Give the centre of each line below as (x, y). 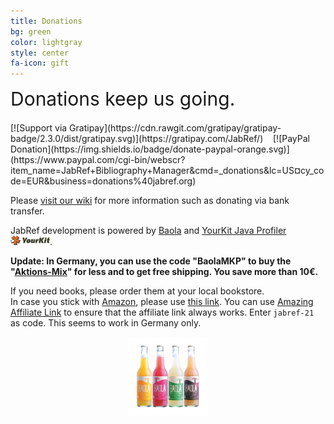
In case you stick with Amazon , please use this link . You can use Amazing (162, 302)
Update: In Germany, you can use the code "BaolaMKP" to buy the (151, 261)
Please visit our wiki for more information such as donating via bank (150, 201)
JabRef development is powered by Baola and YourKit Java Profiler (148, 231)
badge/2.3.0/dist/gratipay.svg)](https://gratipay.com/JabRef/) (137, 139)
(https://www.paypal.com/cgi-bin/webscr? (98, 160)
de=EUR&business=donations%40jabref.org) (103, 181)
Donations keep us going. (123, 99)
